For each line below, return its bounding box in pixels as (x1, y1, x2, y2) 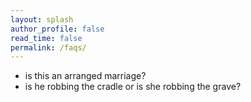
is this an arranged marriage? (24, 70, 147, 82)
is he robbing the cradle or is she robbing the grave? (24, 81, 242, 93)
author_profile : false (10, 24, 105, 34)
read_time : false (10, 33, 83, 43)
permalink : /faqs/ (10, 42, 87, 53)
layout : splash (10, 14, 74, 25)
